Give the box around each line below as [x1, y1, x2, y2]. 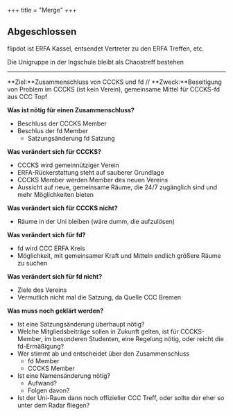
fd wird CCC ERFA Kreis [17, 244, 85, 252]
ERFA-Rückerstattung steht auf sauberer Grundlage [17, 168, 164, 176]
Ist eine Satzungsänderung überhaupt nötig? [17, 320, 145, 328]
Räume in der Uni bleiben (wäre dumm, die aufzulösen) [17, 217, 175, 225]
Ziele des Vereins [17, 286, 67, 294]
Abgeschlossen [7, 26, 77, 37]
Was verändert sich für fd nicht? [7, 272, 103, 280]
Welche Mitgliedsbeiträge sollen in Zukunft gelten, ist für [17, 327, 179, 336]
